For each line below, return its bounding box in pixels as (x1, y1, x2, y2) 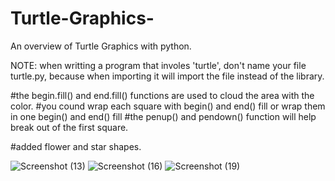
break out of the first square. (10, 121, 129, 133)
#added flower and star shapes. (10, 140, 142, 152)
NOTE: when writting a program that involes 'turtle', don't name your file (10, 59, 307, 71)
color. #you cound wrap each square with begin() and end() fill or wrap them (10, 100, 326, 112)
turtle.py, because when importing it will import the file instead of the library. (10, 70, 325, 82)
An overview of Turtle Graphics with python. (10, 40, 192, 52)
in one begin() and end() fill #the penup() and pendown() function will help (10, 110, 317, 122)
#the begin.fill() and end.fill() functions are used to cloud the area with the (10, 89, 315, 101)
